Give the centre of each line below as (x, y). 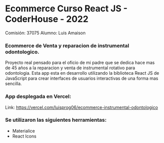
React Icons (24, 136)
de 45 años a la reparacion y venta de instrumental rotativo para (70, 68)
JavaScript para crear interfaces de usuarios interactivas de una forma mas (82, 78)
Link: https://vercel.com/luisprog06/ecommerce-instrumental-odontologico (82, 107)
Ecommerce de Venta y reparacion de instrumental (67, 46)
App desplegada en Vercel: (38, 96)
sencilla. (14, 84)
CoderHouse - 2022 (47, 19)
